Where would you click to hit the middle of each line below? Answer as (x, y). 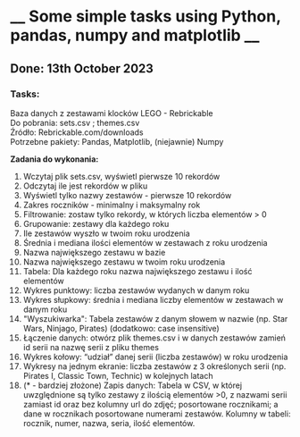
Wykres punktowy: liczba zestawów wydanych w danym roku (136, 290)
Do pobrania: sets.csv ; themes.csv (75, 122)
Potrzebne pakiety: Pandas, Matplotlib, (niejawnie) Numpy (117, 141)
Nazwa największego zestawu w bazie (94, 252)
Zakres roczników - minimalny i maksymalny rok (112, 205)
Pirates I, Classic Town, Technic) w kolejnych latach (118, 375)
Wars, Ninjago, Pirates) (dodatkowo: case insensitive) (121, 328)
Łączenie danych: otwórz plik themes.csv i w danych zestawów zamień (154, 338)
